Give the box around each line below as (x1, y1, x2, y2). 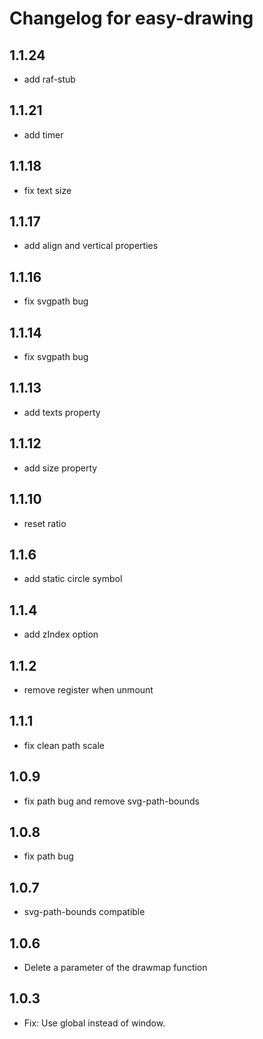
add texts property (23, 406, 101, 418)
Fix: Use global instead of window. (23, 1017, 166, 1029)
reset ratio (23, 517, 67, 529)
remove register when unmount (23, 683, 154, 696)
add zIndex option (23, 628, 99, 641)
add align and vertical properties (23, 240, 159, 252)
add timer (23, 128, 64, 141)
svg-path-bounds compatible (23, 906, 146, 918)
